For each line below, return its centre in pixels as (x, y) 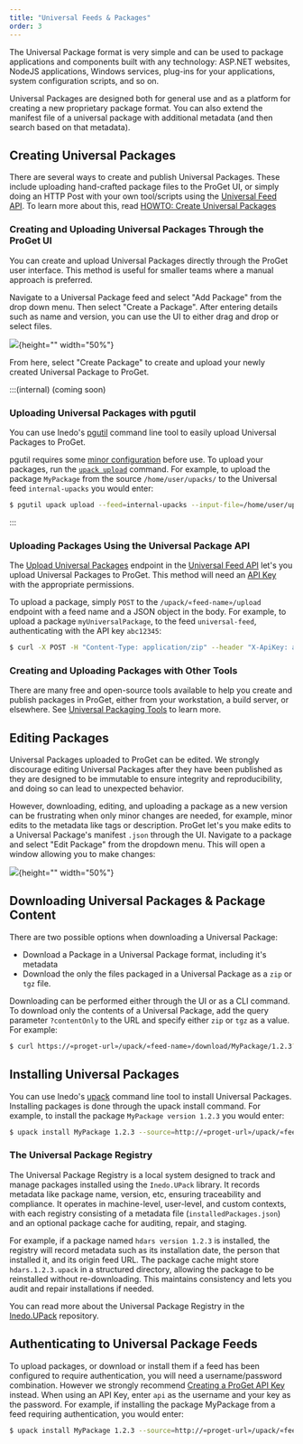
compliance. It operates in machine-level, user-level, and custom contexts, (148, 1203)
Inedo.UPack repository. (54, 1316)
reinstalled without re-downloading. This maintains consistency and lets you (151, 1279)
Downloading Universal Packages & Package (138, 901)
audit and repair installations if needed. (82, 1288)
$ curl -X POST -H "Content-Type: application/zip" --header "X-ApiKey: (149, 647)
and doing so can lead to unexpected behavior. (97, 788)
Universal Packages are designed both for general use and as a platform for (150, 98)
